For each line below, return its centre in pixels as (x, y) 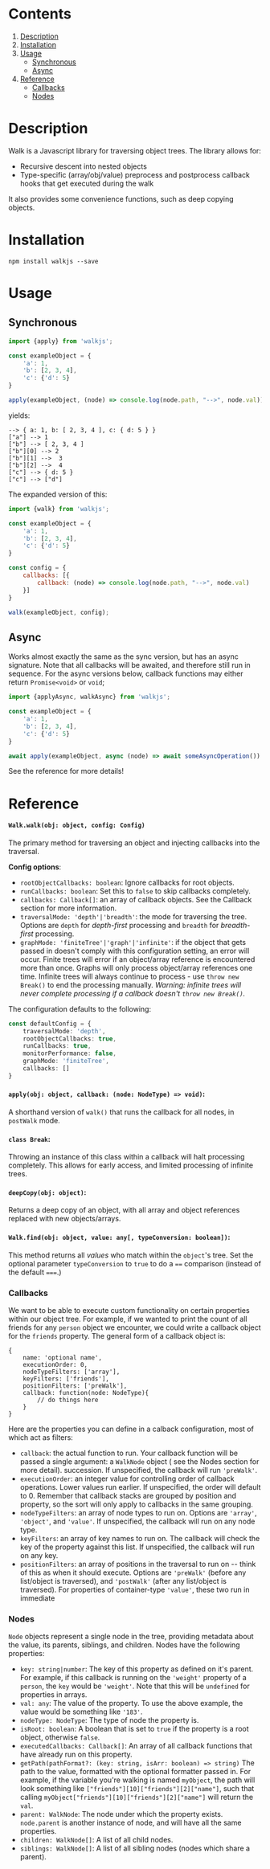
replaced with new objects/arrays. (65, 1219)
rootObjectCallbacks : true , (70, 1039)
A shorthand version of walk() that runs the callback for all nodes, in (121, 1112)
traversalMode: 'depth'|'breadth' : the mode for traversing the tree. (133, 916)
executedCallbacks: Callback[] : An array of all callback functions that (136, 1746)
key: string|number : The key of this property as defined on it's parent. (137, 1669)
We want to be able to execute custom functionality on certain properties (129, 1310)
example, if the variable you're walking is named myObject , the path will (137, 1780)
